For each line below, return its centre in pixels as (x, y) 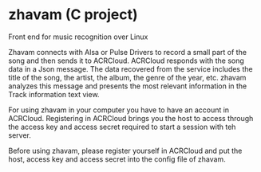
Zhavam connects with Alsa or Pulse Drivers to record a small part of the (128, 52)
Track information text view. (54, 94)
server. (20, 135)
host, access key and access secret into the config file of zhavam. (117, 159)
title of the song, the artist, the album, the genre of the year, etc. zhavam (127, 77)
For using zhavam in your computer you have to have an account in (119, 110)
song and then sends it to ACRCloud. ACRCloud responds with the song (127, 61)
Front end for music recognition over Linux (78, 37)
